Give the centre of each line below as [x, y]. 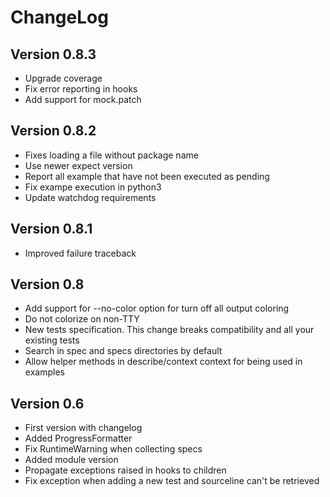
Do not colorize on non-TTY [82, 319]
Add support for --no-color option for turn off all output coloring [157, 308]
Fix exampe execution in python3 [93, 187]
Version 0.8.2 [53, 131]
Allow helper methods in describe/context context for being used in [163, 362]
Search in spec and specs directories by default [123, 351]
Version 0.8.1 [51, 229]
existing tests [52, 340]
